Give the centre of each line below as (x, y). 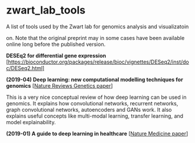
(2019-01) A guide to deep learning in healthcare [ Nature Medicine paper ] (97, 134)
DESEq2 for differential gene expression (56, 55)
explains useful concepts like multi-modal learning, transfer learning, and (95, 116)
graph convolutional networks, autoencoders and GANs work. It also (89, 109)
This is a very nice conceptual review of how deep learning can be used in (96, 97)
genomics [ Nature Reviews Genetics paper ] (60, 85)
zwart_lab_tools (46, 10)
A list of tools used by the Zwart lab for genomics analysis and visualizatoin (97, 26)
